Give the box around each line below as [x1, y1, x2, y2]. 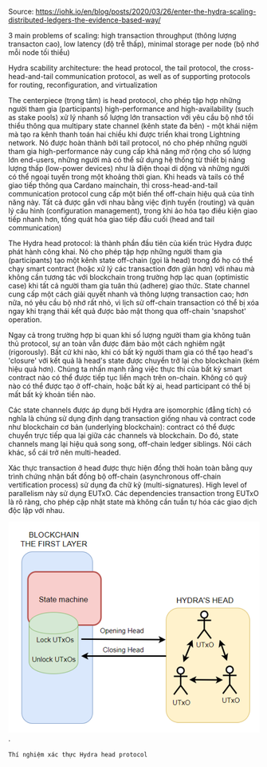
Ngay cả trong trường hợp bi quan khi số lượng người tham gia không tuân [8, 331, 251, 340]
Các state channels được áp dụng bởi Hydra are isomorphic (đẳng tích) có [8, 405, 252, 415]
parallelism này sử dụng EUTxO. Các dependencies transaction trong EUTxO [8, 489, 259, 498]
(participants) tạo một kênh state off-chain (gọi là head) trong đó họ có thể [8, 256, 253, 264]
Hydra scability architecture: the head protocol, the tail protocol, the [8, 63, 231, 73]
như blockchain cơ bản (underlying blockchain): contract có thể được [8, 423, 235, 431]
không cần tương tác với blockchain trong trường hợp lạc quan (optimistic [8, 272, 249, 282]
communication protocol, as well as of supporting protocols [54, 72, 251, 81]
